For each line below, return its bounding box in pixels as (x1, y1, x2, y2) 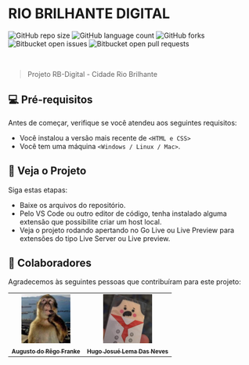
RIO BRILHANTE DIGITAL (8, 5, 171, 23)
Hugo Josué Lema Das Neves (86, 347, 169, 356)
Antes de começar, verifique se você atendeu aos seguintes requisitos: (8, 118, 237, 127)
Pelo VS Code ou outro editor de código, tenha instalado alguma (19, 209, 227, 218)
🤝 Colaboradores (8, 256, 92, 269)
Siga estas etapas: (8, 185, 68, 195)
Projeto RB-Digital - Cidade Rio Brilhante (27, 69, 158, 78)
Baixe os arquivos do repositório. (19, 200, 126, 210)
